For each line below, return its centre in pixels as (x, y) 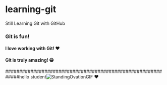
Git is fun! (17, 36)
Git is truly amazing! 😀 (30, 60)
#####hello (17, 76)
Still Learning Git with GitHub (35, 23)
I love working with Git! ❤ (33, 49)
